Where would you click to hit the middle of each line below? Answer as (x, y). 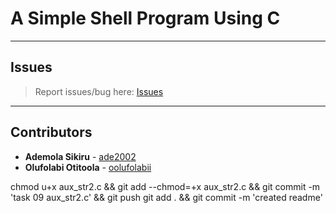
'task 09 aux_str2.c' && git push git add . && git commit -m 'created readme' (166, 197)
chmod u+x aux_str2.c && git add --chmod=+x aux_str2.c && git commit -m (165, 186)
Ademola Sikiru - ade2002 (80, 156)
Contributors (51, 132)
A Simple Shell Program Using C (145, 18)
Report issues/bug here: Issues (99, 91)
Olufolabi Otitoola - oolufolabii (88, 167)
